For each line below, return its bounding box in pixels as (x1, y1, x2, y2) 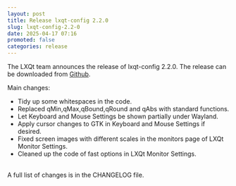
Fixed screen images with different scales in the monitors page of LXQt (17, 135, 224, 143)
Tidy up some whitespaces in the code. (17, 97, 132, 106)
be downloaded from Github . (7, 70, 91, 78)
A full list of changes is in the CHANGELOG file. (7, 170, 144, 179)
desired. (17, 128, 42, 135)
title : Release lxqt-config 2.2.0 (7, 17, 109, 24)
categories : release (7, 43, 68, 50)
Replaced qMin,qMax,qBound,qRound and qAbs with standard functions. (17, 105, 230, 113)
